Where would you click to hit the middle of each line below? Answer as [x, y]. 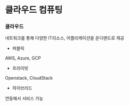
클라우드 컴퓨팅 [34, 10]
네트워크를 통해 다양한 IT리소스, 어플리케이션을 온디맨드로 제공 [65, 38]
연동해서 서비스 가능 [24, 99]
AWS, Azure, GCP [23, 58]
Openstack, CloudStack [29, 78]
